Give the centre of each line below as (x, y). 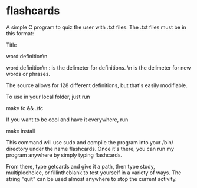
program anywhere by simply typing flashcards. (64, 155)
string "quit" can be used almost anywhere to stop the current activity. (91, 179)
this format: (20, 33)
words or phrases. (28, 74)
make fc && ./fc (25, 108)
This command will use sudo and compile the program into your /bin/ (90, 142)
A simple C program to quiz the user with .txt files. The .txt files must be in (96, 27)
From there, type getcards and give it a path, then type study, (81, 166)
